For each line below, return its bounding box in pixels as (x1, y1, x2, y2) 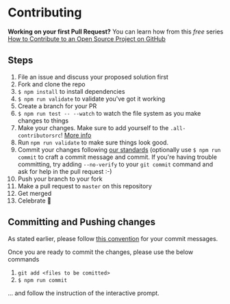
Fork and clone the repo (17, 80, 86, 88)
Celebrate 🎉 (17, 197, 52, 205)
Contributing (8, 5, 82, 21)
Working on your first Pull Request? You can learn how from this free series (8, 27, 224, 36)
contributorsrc (17, 132, 62, 139)
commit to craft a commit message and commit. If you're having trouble (17, 153, 218, 161)
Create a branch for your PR (17, 101, 97, 110)
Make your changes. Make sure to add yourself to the (17, 123, 169, 131)
